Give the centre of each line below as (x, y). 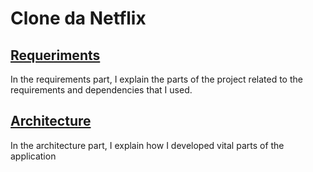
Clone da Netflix (78, 18)
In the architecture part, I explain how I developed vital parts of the (147, 145)
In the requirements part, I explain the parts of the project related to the (156, 79)
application (33, 156)
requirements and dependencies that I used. (101, 90)
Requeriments (55, 55)
